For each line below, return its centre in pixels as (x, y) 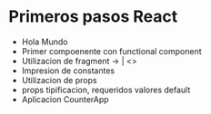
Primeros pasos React (93, 17)
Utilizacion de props (59, 80)
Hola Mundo (45, 42)
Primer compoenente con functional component (111, 51)
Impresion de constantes (68, 71)
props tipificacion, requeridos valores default (106, 90)
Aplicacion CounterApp (65, 99)
